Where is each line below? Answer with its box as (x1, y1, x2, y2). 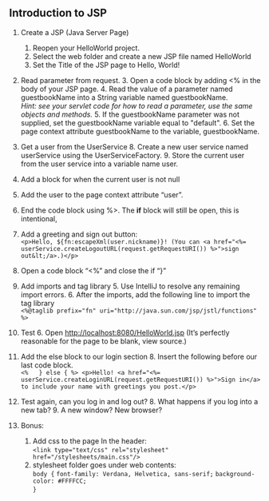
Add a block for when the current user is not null (20, 174, 180, 184)
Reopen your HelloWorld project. (32, 43, 140, 53)
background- (215, 470, 255, 478)
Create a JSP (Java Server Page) (20, 27, 129, 37)
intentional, (20, 213, 58, 223)
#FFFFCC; (57, 477, 87, 485)
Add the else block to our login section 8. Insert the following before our (20, 352, 258, 361)
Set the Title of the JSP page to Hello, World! (32, 60, 180, 70)
